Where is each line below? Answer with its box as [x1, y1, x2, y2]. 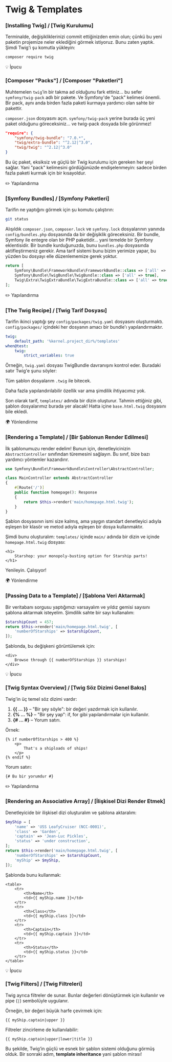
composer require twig [5, 55, 54, 60]
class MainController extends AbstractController [5, 475, 114, 481]
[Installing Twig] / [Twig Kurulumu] [5, 22, 94, 29]
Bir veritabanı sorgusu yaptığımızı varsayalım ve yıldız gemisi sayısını [5, 604, 150, 610]
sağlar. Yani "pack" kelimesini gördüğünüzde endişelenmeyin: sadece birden [5, 165, 167, 171]
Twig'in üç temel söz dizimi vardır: [5, 696, 77, 702]
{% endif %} [5, 755, 31, 760]
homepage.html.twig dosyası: [5, 539, 66, 545]
